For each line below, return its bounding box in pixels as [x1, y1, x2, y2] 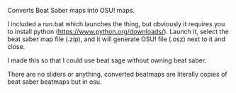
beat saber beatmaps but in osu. [7, 77, 102, 86]
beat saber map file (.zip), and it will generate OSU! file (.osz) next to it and [7, 35, 225, 43]
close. [7, 43, 26, 50]
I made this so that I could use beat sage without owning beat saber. [7, 56, 207, 65]
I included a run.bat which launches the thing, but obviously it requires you [7, 20, 225, 28]
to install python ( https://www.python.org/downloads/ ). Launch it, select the [7, 28, 229, 35]
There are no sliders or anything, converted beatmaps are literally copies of [7, 70, 228, 78]
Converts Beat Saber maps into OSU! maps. [7, 6, 135, 14]
